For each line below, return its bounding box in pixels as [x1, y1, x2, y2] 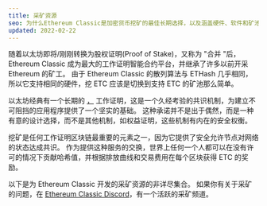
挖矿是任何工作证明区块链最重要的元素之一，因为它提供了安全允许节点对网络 [8, 133, 259, 142]
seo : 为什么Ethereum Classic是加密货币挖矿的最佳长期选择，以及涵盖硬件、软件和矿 [8, 19, 255, 27]
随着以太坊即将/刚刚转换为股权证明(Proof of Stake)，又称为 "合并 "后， [8, 49, 241, 59]
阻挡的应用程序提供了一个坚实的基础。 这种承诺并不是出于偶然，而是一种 [14, 106, 254, 115]
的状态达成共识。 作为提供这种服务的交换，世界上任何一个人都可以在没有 [8, 142, 247, 152]
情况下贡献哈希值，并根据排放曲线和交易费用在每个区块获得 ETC [21, 153, 233, 162]
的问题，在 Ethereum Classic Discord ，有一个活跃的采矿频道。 [8, 189, 213, 199]
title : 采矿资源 [8, 11, 57, 20]
